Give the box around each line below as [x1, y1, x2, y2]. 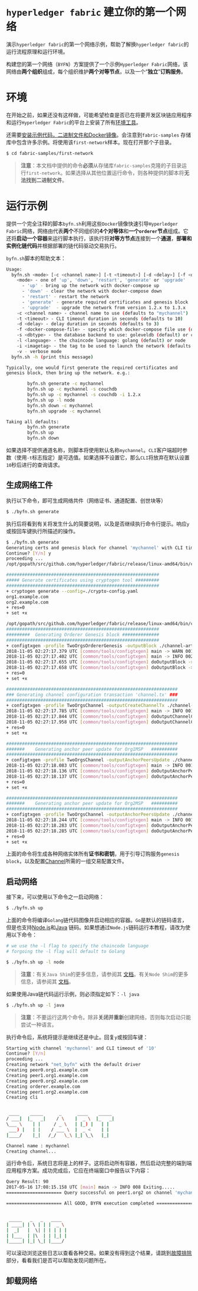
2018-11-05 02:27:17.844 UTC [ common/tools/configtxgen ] [6, 714, 149, 719]
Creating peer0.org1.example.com [6, 1067, 88, 1073]
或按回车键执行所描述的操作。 [6, 527, 78, 534]
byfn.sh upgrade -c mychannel [27, 408, 101, 414]
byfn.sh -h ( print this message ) [11, 354, 94, 360]
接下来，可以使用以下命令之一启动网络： [6, 893, 104, 900]
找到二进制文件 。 [25, 176, 68, 183]
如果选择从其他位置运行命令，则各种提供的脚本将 [65, 169, 184, 176]
